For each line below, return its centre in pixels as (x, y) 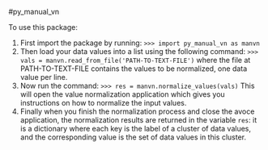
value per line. (44, 77)
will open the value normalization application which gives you (122, 94)
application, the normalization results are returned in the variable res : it (138, 120)
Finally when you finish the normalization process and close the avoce (137, 111)
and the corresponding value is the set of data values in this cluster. (133, 137)
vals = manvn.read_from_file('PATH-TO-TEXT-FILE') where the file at (135, 60)
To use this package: (43, 27)
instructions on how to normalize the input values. (103, 103)
